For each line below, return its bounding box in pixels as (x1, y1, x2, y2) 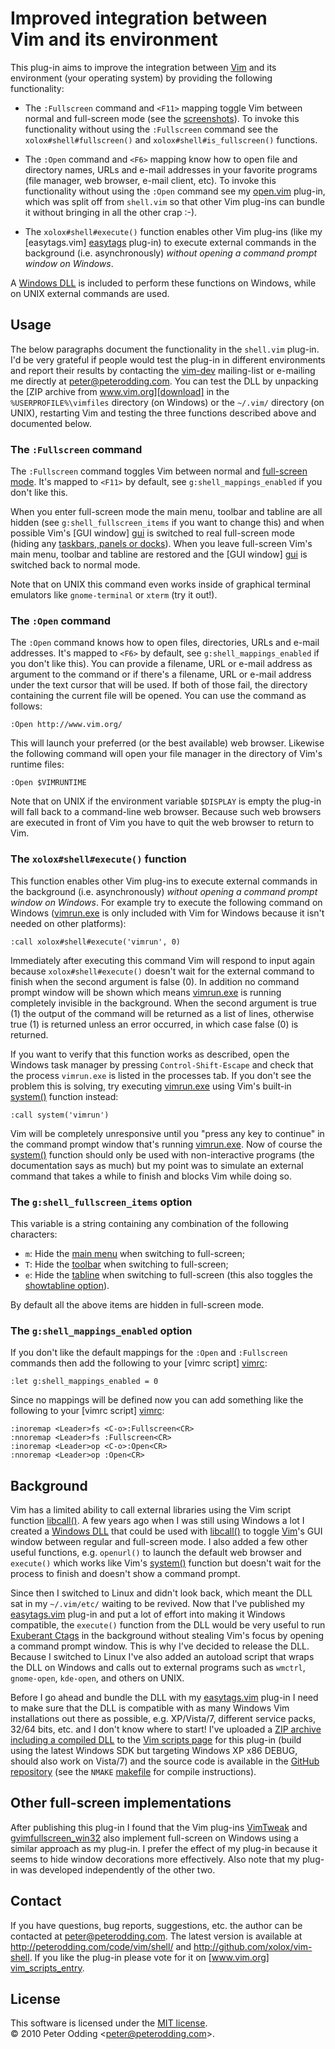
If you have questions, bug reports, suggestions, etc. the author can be (10, 1919, 303, 1931)
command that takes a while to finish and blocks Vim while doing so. (10, 1170, 293, 1182)
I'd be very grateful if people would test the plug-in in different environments (10, 353, 326, 366)
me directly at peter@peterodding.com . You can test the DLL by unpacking (10, 375, 319, 387)
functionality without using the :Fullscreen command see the (24, 123, 279, 135)
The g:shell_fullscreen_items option (10, 1195, 193, 1209)
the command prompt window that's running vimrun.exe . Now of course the (10, 1138, 323, 1150)
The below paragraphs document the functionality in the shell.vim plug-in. (10, 343, 320, 355)
